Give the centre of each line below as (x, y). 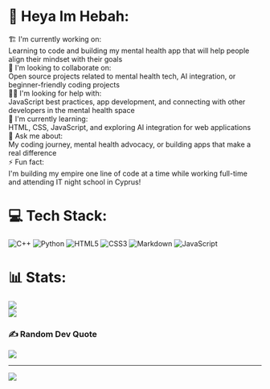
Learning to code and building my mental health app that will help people (129, 51)
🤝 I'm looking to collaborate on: (60, 67)
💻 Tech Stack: (58, 216)
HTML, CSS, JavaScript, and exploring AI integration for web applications (130, 127)
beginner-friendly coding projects (64, 84)
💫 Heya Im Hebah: (69, 16)
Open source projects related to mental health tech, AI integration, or (122, 76)
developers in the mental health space (72, 110)
